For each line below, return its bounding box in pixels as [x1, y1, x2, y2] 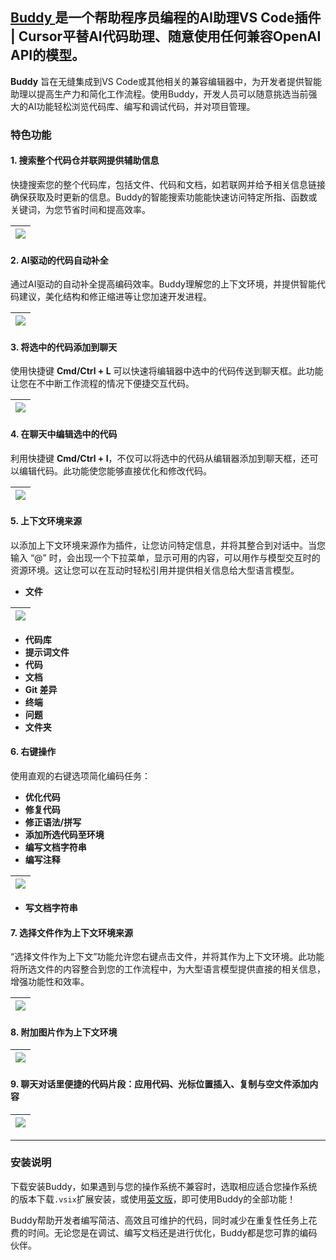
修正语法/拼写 [24, 816, 82, 828]
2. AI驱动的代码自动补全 [10, 254, 109, 266]
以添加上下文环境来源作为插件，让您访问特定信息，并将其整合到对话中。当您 [10, 539, 326, 551]
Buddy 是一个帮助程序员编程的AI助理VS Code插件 [10, 9, 322, 27]
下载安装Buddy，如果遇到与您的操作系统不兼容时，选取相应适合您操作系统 [10, 1180, 318, 1192]
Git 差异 [24, 683, 58, 695]
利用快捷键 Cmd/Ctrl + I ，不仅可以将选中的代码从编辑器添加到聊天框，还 [10, 452, 310, 464]
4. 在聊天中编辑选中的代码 [10, 428, 118, 440]
